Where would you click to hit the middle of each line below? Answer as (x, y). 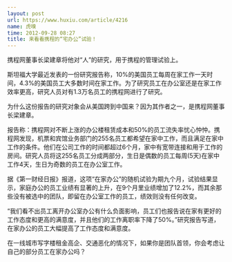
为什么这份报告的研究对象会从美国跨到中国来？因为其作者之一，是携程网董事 (116, 106)
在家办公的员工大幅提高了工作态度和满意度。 (71, 228)
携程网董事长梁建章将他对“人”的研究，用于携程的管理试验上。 (95, 60)
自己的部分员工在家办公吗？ (47, 252)
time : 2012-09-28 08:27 (41, 33)
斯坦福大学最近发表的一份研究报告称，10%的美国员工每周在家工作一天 (107, 75)
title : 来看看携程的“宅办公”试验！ (52, 39)
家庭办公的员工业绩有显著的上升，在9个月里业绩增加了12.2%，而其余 (117, 188)
